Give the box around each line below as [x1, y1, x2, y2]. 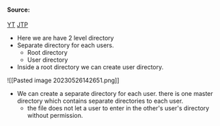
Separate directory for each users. [16, 41, 114, 49]
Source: [7, 5, 31, 14]
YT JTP [7, 21, 29, 29]
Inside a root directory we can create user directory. [16, 63, 164, 71]
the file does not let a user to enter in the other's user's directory [27, 104, 210, 112]
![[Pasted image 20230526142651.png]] [7, 76, 120, 85]
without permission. [27, 112, 83, 120]
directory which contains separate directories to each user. [16, 97, 184, 105]
